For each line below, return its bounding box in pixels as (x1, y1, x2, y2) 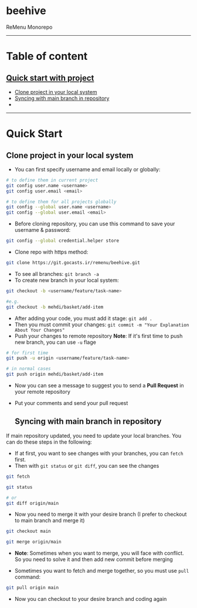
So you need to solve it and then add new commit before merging (14, 556, 173, 563)
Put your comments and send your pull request (14, 400, 128, 407)
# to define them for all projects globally (6, 198, 117, 205)
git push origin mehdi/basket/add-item (6, 371, 104, 377)
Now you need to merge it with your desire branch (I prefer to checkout (14, 511, 187, 518)
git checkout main (6, 528, 51, 535)
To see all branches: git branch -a (14, 270, 100, 277)
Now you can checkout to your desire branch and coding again (14, 596, 167, 602)
